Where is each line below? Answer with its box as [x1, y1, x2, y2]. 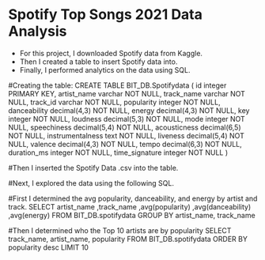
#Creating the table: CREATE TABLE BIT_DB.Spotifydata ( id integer [8, 81, 227, 90]
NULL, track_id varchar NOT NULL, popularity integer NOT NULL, [8, 97, 221, 107]
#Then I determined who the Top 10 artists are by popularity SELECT [8, 225, 232, 235]
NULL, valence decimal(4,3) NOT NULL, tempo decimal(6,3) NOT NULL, [8, 139, 243, 149]
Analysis [8, 22, 67, 40]
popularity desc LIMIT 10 [8, 243, 89, 252]
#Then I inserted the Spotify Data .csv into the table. [8, 163, 179, 172]
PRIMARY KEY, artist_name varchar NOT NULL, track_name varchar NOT [8, 89, 245, 98]
